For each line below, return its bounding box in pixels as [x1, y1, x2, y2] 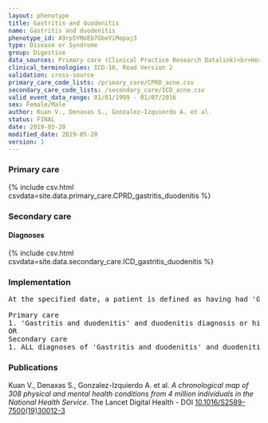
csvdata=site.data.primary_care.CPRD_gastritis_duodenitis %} [8, 191, 211, 200]
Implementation [8, 276, 72, 287]
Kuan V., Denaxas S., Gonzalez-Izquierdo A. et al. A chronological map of [8, 380, 249, 389]
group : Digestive [8, 49, 66, 57]
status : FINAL [8, 116, 56, 124]
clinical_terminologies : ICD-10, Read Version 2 [8, 64, 173, 72]
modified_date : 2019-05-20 [8, 130, 98, 138]
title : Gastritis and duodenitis [8, 19, 120, 27]
